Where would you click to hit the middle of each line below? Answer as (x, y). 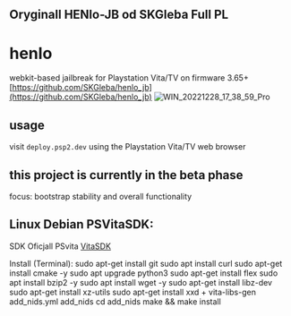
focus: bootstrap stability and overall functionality (101, 196)
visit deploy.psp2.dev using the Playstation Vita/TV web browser (128, 147)
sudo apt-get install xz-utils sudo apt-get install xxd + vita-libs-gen (133, 292)
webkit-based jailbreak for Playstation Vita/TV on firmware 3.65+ (129, 78)
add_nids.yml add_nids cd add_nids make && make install (115, 301)
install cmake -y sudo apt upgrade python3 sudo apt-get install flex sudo (144, 273)
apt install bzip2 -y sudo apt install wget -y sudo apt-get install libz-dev (141, 282)
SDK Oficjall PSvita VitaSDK (60, 246)
